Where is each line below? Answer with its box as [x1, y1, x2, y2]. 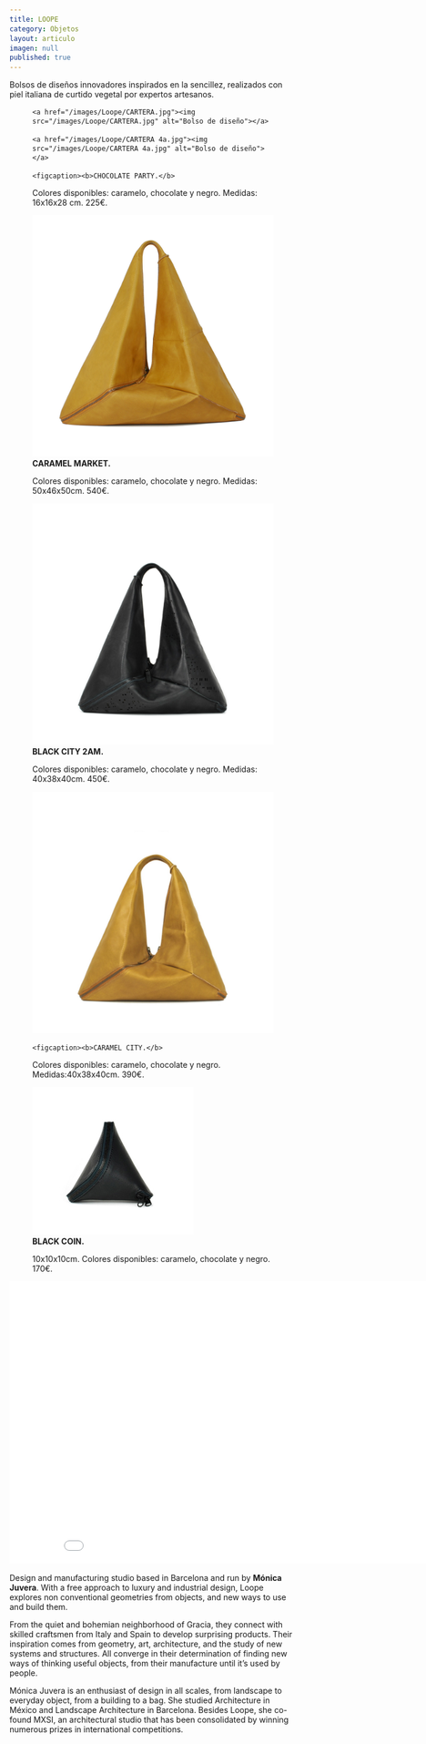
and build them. [9, 1602, 68, 1613]
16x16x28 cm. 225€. [32, 197, 108, 209]
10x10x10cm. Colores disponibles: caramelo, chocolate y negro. [32, 1254, 270, 1265]
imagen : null [9, 44, 59, 53]
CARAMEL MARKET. [32, 458, 111, 469]
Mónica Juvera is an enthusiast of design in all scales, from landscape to [9, 1686, 282, 1697]
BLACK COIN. [32, 1236, 85, 1247]
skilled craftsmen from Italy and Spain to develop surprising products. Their [9, 1629, 293, 1640]
